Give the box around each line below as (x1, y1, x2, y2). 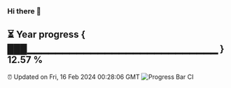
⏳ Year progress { (7, 29, 86, 41)
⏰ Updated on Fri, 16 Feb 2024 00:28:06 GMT (7, 73, 140, 81)
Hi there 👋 (7, 6, 42, 16)
